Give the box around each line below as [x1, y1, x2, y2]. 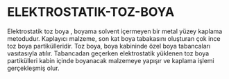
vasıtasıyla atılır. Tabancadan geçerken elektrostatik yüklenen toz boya [7, 49, 210, 58]
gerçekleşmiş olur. [7, 64, 60, 72]
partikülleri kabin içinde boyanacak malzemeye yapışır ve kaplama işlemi [7, 56, 214, 64]
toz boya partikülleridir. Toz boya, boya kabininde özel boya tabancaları [7, 42, 211, 50]
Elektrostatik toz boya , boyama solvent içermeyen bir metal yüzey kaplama [7, 27, 223, 35]
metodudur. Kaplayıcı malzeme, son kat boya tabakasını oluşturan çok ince [7, 34, 221, 42]
